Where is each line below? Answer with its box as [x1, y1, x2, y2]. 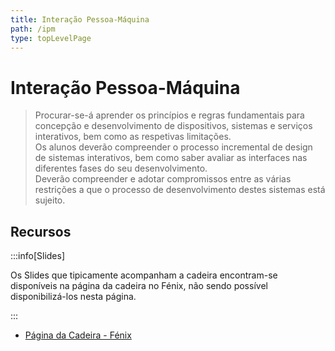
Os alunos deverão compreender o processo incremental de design [34, 141, 313, 153]
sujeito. [34, 194, 66, 206]
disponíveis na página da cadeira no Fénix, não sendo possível [10, 280, 268, 292]
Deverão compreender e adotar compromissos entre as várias [34, 173, 292, 185]
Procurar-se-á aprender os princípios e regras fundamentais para [34, 109, 305, 121]
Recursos [10, 223, 72, 240]
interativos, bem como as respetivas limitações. [34, 131, 232, 143]
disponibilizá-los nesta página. [10, 291, 137, 303]
